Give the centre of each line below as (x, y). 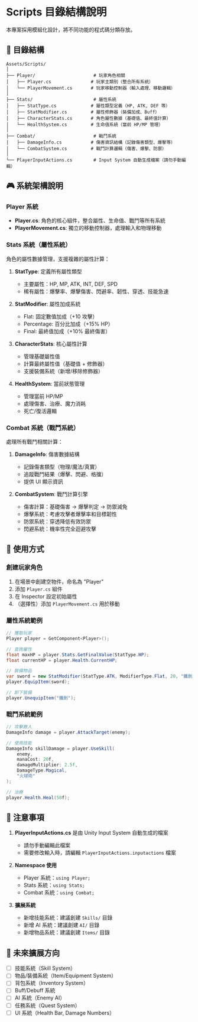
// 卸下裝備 (19, 693)
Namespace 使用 (36, 865)
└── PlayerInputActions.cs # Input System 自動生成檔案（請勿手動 (94, 160)
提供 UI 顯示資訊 (43, 481)
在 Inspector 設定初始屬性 (46, 596)
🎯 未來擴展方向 (33, 953)
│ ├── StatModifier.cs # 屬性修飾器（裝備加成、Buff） (83, 112)
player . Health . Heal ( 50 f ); (38, 798)
